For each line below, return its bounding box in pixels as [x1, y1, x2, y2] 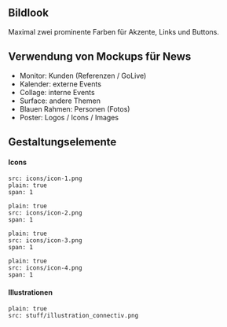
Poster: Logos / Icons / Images [19, 112, 119, 122]
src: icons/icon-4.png [8, 264, 82, 272]
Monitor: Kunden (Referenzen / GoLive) [19, 71, 147, 80]
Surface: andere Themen [19, 96, 101, 105]
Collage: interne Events [19, 87, 96, 97]
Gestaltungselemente [8, 135, 117, 149]
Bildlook [8, 6, 49, 20]
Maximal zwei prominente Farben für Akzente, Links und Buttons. [8, 27, 220, 36]
